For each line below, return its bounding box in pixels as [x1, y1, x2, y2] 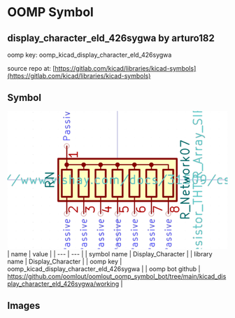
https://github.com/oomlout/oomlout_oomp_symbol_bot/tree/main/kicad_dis [7, 272, 227, 280]
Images [7, 300, 41, 312]
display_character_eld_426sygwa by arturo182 [7, 32, 215, 44]
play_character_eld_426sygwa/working [7, 279, 120, 288]
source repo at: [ [7, 64, 55, 72]
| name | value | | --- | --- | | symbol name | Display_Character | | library [7, 249, 213, 258]
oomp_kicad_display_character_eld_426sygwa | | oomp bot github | [7, 264, 201, 273]
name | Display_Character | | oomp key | [7, 257, 122, 265]
